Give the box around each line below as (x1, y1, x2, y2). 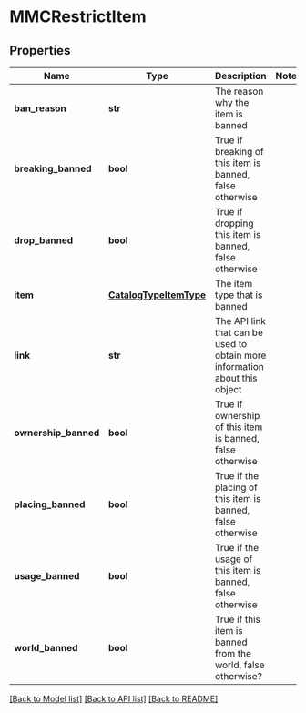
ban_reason (14, 102, 66, 115)
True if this (214, 613, 261, 626)
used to (214, 338, 248, 350)
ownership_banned (14, 426, 100, 439)
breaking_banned (14, 162, 93, 175)
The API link (214, 315, 267, 327)
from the (214, 647, 252, 659)
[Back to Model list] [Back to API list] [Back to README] (9, 694, 219, 704)
